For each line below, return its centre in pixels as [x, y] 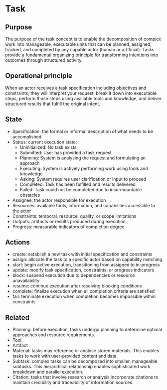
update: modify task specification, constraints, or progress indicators [83, 270]
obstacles [30, 195]
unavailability [26, 281]
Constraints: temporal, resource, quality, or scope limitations [74, 216]
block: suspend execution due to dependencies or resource [74, 275]
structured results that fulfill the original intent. [53, 104]
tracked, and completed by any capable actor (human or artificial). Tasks [80, 50]
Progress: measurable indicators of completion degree [68, 227]
